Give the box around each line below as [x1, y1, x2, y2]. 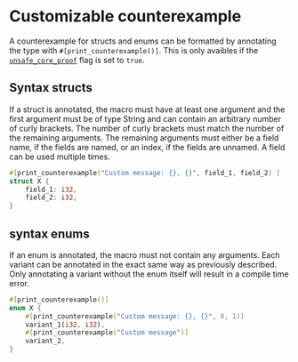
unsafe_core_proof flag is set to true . [9, 54, 145, 65]
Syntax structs [9, 80, 93, 95]
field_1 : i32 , [25, 185, 77, 194]
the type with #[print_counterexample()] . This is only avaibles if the [9, 44, 259, 55]
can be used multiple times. [9, 151, 111, 162]
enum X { [9, 303, 42, 312]
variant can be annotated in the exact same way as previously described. [9, 259, 278, 269]
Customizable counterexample [9, 6, 242, 27]
